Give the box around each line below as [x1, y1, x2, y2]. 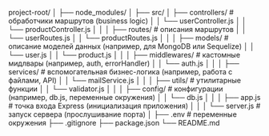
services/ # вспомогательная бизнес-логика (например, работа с [8, 67, 233, 76]
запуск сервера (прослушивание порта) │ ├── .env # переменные [8, 110, 238, 119]
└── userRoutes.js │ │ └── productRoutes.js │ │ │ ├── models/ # [8, 33, 229, 42]
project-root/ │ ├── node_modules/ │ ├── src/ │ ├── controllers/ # [8, 8, 235, 17]
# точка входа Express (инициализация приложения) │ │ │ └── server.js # [8, 101, 261, 110]
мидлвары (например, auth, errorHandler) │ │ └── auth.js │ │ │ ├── [8, 58, 240, 68]
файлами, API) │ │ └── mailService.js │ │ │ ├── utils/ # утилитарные [8, 76, 242, 85]
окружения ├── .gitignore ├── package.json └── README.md [8, 118, 220, 127]
